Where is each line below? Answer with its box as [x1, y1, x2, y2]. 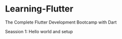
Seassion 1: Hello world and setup [5, 28, 73, 34]
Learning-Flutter [5, 3, 74, 14]
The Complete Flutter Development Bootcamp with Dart [5, 19, 117, 25]
